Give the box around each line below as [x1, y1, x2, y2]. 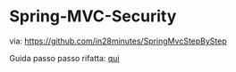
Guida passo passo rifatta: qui [9, 52, 120, 63]
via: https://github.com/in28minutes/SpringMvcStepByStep [9, 36, 228, 46]
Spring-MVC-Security [9, 6, 177, 27]
